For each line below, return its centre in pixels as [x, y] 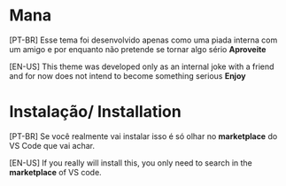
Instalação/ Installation [95, 112]
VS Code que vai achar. [52, 145]
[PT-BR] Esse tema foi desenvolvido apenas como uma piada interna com [143, 40]
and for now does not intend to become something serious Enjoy [128, 75]
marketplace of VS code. [55, 172]
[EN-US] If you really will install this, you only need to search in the [131, 163]
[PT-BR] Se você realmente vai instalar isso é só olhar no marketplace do [143, 136]
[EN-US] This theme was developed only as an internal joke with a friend [142, 66]
